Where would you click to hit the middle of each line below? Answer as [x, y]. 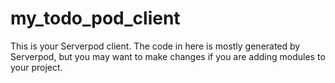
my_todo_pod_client [95, 18]
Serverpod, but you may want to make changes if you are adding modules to [168, 56]
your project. [36, 67]
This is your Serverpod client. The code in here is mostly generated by [155, 46]
